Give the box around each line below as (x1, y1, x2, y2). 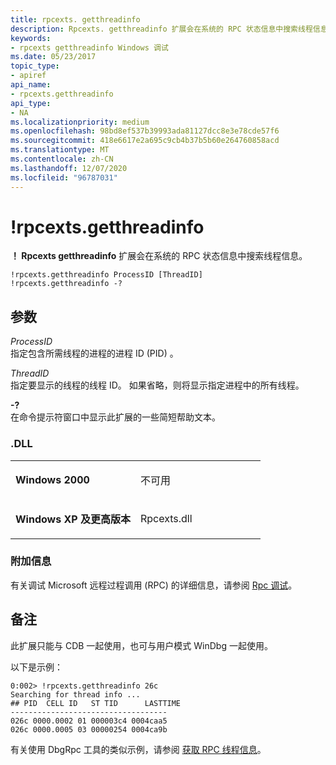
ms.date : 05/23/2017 (10, 52, 97, 62)
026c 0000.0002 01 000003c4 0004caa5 (10, 716, 168, 726)
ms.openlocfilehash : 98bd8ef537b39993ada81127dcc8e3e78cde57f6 (10, 126, 280, 136)
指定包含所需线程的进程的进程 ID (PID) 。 (10, 347, 179, 360)
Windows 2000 (15, 472, 90, 486)
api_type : (10, 98, 52, 108)
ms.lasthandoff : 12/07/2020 (10, 163, 128, 173)
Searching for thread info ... (10, 689, 141, 700)
